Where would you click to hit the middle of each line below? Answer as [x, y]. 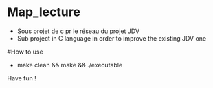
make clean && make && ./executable [70, 65]
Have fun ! [22, 78]
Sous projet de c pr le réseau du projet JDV [78, 31]
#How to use [25, 52]
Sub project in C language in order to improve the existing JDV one [112, 38]
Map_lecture [44, 12]
